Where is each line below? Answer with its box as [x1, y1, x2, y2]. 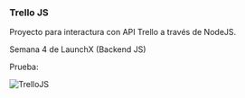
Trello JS [9, 6, 50, 19]
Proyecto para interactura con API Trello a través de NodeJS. [9, 27, 237, 38]
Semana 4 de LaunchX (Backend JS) [9, 44, 146, 55]
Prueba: [9, 61, 39, 73]
